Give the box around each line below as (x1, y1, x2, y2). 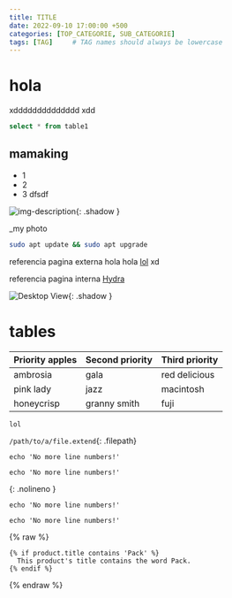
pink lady (13, 382, 51, 395)
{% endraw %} (9, 579, 64, 590)
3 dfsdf (21, 188, 49, 199)
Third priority (161, 353, 219, 365)
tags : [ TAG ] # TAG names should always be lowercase (9, 37, 223, 47)
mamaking (9, 147, 69, 162)
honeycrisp (13, 397, 60, 410)
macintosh (161, 382, 205, 395)
